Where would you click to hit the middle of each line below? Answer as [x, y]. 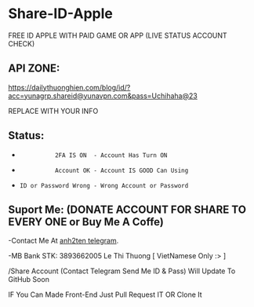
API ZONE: [34, 69]
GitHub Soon [29, 280]
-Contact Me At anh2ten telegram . [63, 241]
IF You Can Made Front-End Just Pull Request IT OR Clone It [105, 294]
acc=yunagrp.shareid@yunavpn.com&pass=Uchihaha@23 [103, 96]
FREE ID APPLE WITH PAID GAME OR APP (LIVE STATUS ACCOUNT [118, 35]
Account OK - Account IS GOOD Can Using [122, 170]
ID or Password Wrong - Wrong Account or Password [104, 185]
